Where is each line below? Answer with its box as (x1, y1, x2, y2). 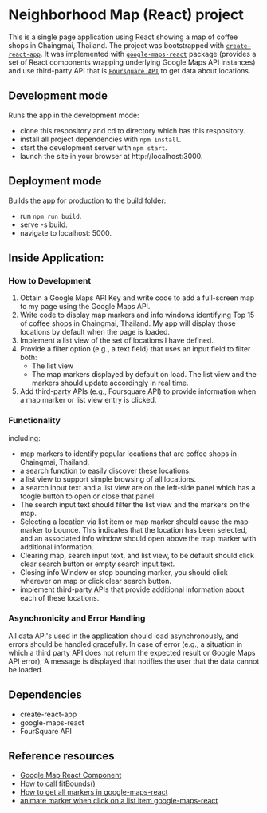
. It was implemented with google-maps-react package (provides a (40, 49, 257, 58)
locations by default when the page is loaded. (19, 327, 170, 337)
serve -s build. (19, 220, 68, 229)
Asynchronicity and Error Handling (8, 613, 146, 624)
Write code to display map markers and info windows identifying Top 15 (19, 310, 255, 320)
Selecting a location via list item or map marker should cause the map (19, 517, 249, 526)
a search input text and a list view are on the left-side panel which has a (19, 482, 256, 492)
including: (8, 433, 41, 442)
